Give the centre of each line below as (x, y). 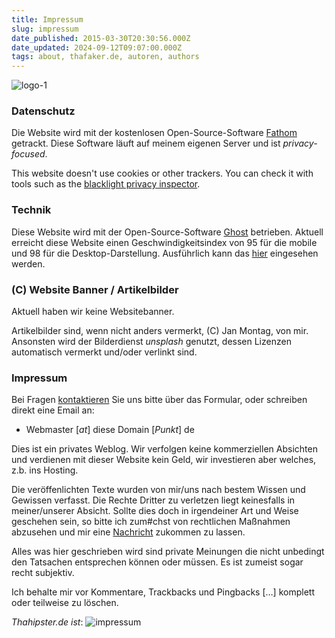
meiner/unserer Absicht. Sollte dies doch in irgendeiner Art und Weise (155, 511)
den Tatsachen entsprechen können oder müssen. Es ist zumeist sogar (157, 562)
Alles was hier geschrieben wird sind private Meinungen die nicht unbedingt (168, 552)
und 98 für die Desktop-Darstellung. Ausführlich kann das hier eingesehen (165, 253)
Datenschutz (43, 111)
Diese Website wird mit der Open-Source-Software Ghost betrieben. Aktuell (167, 232)
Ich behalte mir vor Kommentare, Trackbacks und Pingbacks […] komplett (163, 592)
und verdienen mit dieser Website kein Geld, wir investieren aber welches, (164, 460)
